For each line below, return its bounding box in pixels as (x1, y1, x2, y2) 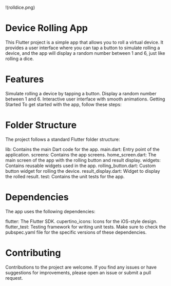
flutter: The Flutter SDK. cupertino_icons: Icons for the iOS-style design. (5, 218, 158, 224)
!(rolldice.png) (5, 5, 35, 10)
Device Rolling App (5, 23, 88, 34)
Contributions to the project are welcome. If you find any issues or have (5, 264, 157, 270)
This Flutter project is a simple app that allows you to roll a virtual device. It (5, 39, 163, 45)
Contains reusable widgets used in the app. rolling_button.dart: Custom (5, 162, 156, 169)
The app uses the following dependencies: (5, 208, 96, 214)
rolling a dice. (5, 55, 34, 62)
